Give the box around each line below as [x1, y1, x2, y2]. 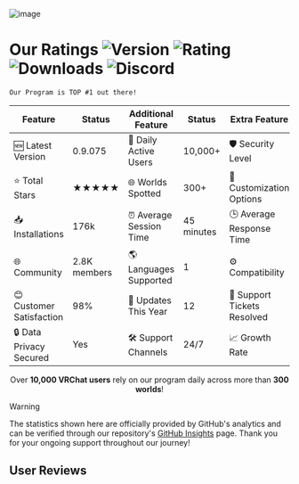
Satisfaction [13, 310, 64, 323]
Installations [13, 227, 64, 240]
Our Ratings [9, 40, 100, 60]
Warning [9, 401, 40, 412]
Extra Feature [230, 112, 289, 125]
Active [127, 144, 155, 157]
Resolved [229, 310, 269, 323]
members [72, 267, 113, 279]
